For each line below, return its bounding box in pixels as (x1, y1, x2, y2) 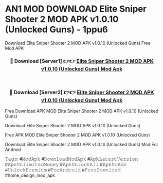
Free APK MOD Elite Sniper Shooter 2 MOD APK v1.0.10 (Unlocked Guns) (5, 132, 150, 138)
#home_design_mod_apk (5, 172, 55, 178)
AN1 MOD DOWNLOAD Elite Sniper (5, 3, 147, 15)
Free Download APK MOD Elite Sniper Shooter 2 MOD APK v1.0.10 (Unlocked (5, 108, 159, 114)
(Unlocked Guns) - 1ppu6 (5, 24, 108, 35)
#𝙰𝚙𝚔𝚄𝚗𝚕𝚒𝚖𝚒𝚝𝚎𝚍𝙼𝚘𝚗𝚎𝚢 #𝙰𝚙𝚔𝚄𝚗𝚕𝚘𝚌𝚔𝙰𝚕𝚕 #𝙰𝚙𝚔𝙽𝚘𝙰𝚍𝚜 (5, 161, 127, 167)
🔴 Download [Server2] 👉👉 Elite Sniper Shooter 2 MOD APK (9, 89, 154, 96)
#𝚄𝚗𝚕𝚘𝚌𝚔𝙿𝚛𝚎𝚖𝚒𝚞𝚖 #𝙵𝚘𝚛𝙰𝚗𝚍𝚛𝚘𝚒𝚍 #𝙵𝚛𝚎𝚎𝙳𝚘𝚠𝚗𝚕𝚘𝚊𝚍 (5, 166, 121, 173)
